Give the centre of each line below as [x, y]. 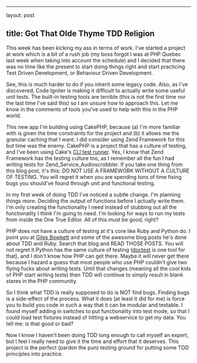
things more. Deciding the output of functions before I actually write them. [96, 201]
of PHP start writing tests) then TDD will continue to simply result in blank [95, 275]
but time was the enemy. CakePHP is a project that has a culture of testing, [96, 145]
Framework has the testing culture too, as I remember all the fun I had [90, 158]
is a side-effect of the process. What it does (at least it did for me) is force [96, 298]
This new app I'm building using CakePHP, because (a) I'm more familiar [93, 126]
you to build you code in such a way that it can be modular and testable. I [94, 305]
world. [14, 115]
